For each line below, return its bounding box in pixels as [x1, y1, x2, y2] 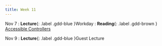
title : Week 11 [5, 7, 36, 12]
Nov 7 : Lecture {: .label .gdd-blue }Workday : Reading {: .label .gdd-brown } [5, 21, 158, 26]
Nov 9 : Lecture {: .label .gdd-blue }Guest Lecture [5, 35, 104, 41]
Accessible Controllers [5, 25, 51, 32]
